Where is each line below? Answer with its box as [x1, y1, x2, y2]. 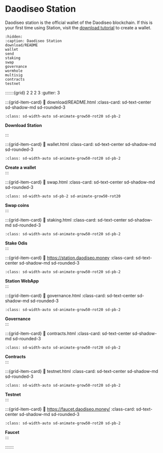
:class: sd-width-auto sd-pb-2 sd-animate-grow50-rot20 [5, 194, 121, 199]
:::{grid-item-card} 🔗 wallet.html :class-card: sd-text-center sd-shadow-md [5, 141, 157, 147]
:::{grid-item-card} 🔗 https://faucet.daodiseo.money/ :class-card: [5, 406, 135, 412]
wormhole [5, 68, 23, 73]
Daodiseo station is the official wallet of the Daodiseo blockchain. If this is [5, 20, 153, 25]
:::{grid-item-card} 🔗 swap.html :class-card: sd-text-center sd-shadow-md [5, 179, 155, 185]
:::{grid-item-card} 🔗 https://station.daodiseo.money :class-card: [5, 255, 135, 261]
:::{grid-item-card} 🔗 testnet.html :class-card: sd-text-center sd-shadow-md [5, 368, 158, 374]
